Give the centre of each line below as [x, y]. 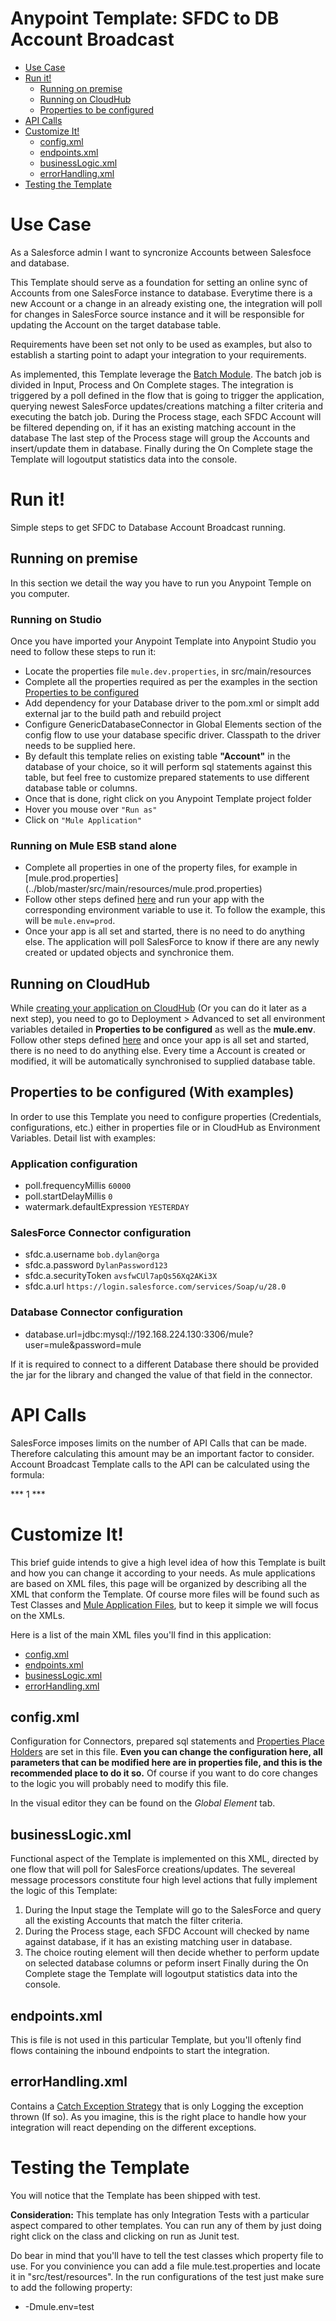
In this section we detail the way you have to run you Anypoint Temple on [161, 583]
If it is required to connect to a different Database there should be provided [165, 1364]
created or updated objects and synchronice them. [129, 953]
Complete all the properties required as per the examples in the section [171, 681]
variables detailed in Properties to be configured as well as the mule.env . [163, 1029]
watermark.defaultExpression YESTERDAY [107, 1207]
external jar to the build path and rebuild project [123, 713]
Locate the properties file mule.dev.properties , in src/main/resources [168, 671]
